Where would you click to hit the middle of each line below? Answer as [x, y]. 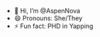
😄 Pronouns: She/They [48, 18]
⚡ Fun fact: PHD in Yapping [54, 26]
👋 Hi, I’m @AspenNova [47, 11]
